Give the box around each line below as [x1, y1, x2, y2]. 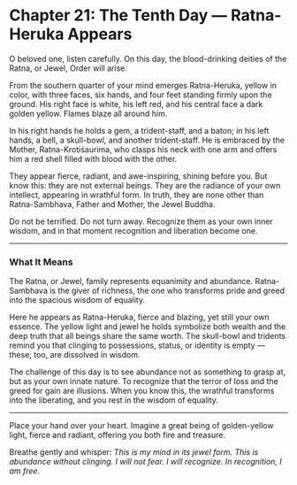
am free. [9, 466, 41, 476]
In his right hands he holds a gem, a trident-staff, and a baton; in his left [9, 125, 270, 135]
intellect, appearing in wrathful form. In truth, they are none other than [9, 189, 264, 200]
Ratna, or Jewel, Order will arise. [9, 63, 128, 73]
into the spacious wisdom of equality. [9, 295, 146, 305]
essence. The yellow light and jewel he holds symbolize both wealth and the [9, 321, 286, 332]
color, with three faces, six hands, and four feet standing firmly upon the [9, 89, 272, 100]
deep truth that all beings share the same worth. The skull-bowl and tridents [9, 331, 286, 342]
